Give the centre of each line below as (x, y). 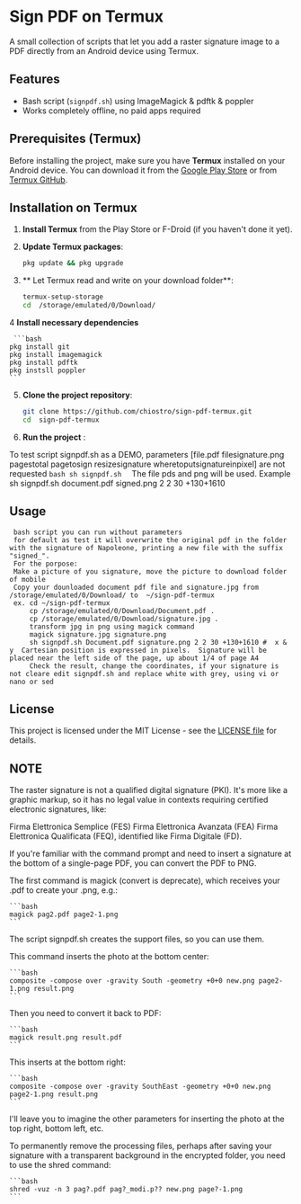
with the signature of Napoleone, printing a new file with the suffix (146, 548)
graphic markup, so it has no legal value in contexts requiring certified (139, 800)
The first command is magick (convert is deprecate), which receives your (145, 881)
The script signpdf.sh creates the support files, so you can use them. (137, 939)
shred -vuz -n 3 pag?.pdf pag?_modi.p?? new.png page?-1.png (126, 1190)
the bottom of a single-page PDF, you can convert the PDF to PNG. (133, 863)
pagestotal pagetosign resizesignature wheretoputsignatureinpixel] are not (147, 464)
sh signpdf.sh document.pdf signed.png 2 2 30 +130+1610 (117, 483)
